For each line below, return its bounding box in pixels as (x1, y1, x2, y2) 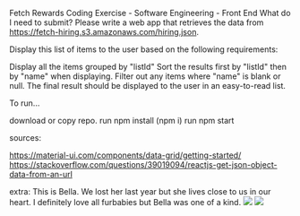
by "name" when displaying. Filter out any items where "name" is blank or (9, 71, 281, 82)
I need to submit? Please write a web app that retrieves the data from (9, 17, 264, 28)
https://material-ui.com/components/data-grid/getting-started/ (9, 150, 242, 160)
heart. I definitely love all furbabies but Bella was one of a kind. (9, 197, 242, 207)
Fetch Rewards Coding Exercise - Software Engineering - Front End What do (9, 8, 291, 18)
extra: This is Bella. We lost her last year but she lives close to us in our (9, 186, 271, 196)
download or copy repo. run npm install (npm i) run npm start (9, 116, 235, 125)
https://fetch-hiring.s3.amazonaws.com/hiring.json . (9, 27, 200, 37)
